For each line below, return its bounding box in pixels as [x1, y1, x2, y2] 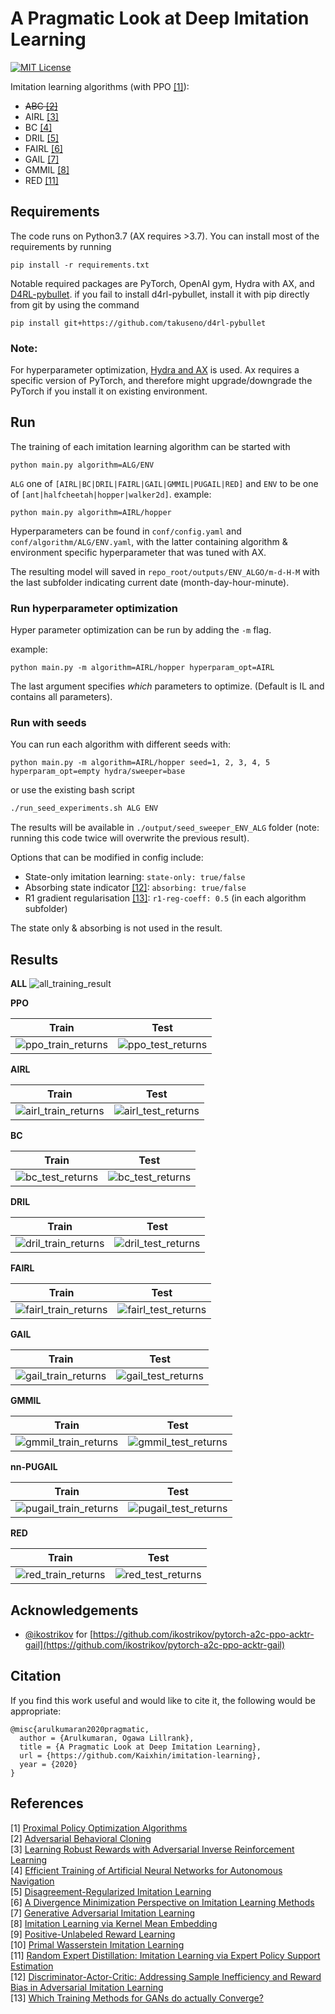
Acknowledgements [10, 1602, 139, 1619]
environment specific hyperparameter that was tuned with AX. [10, 546, 267, 558]
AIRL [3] [24, 110, 59, 122]
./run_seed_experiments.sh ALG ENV [10, 803, 159, 814]
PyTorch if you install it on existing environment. [10, 385, 208, 397]
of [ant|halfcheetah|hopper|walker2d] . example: [10, 488, 212, 500]
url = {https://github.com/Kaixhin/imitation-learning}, [19, 1750, 262, 1761]
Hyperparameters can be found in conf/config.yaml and [10, 525, 242, 537]
